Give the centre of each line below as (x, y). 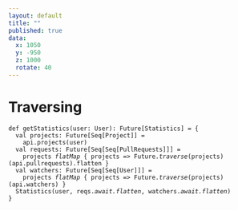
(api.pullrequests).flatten (55, 163)
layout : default (35, 16)
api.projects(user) (55, 142)
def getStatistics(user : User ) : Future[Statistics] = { (103, 129)
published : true (35, 30)
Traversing (45, 107)
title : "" (25, 23)
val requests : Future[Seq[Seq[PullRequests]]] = (98, 149)
